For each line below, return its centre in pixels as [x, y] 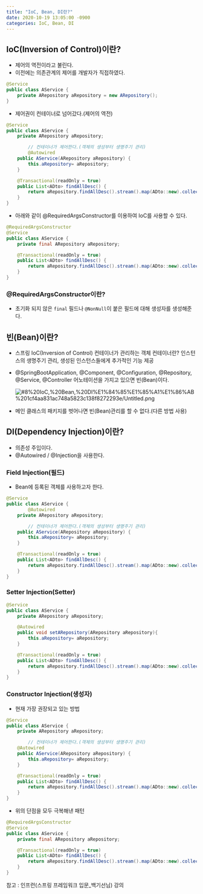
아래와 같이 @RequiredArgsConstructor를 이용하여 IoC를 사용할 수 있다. [101, 215]
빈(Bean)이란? [32, 337]
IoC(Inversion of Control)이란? [64, 49]
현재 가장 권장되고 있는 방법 [47, 708]
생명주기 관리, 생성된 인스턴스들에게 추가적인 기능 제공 [90, 361]
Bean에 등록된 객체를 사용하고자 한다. [59, 487]
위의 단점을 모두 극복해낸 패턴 [50, 811]
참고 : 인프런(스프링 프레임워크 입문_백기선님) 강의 [65, 885]
